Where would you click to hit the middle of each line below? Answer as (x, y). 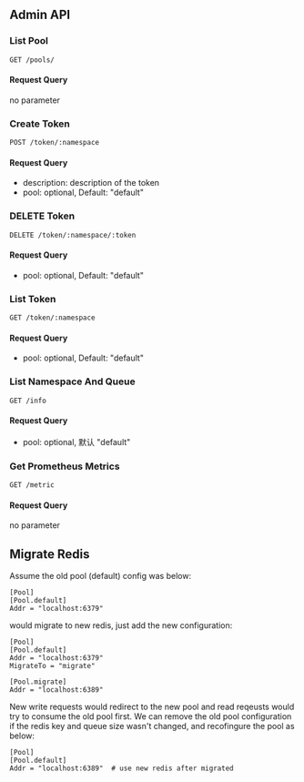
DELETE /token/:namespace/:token (73, 235)
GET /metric (32, 485)
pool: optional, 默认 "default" (76, 442)
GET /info (28, 401)
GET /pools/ (32, 60)
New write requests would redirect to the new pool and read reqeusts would (152, 707)
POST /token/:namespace (55, 143)
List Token (33, 299)
